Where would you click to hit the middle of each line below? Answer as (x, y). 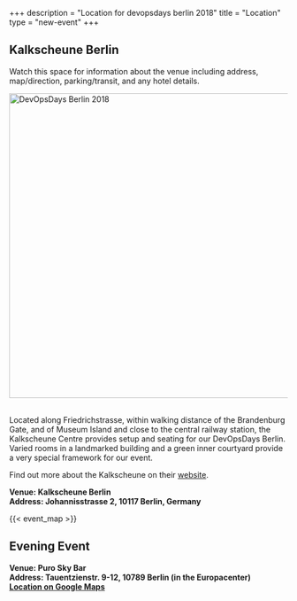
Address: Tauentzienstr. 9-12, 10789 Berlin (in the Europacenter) (130, 577)
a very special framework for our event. (81, 457)
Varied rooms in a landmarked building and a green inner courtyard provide (146, 448)
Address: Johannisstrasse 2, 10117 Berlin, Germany (105, 501)
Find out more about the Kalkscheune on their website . (109, 474)
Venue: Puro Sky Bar (48, 567)
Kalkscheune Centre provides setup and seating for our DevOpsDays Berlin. (147, 439)
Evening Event (49, 546)
